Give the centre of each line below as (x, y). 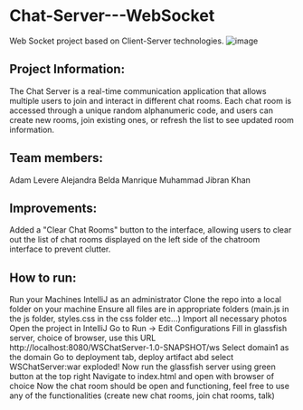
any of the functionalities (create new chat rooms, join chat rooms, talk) (142, 396)
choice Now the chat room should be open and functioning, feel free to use (149, 386)
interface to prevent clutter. (60, 249)
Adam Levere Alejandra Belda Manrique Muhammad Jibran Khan (130, 180)
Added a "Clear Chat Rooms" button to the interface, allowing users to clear (151, 230)
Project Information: (67, 69)
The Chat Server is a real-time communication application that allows (138, 91)
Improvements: (53, 208)
